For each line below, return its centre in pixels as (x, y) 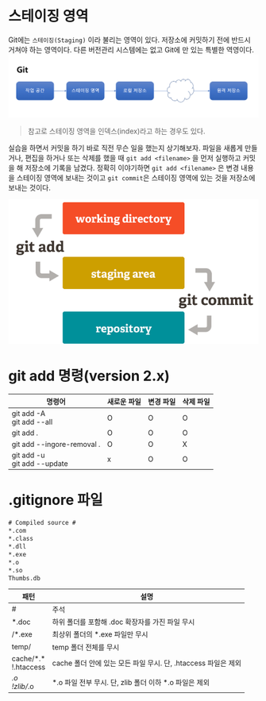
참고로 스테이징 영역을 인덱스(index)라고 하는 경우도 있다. (116, 131)
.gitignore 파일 (56, 500)
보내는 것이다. (30, 188)
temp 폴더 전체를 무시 (86, 647)
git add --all (32, 422)
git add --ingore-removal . (56, 444)
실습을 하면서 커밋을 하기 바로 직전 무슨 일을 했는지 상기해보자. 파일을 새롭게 (126, 148)
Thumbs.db (25, 579)
